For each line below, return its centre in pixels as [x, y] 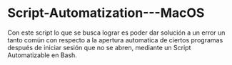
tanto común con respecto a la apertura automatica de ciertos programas [115, 40]
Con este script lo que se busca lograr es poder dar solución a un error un [116, 32]
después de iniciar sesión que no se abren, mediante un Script [99, 47]
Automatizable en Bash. [42, 55]
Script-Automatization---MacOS [106, 13]
